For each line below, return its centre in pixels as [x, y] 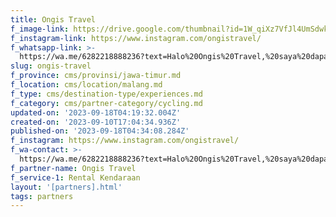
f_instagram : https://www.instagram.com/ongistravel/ [125, 141]
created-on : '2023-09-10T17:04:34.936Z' [96, 122]
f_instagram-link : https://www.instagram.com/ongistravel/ [136, 38]
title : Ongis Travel [53, 19]
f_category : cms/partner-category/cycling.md [106, 103]
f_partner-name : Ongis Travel [73, 168]
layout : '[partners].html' [66, 187]
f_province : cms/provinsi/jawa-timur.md [96, 76]
